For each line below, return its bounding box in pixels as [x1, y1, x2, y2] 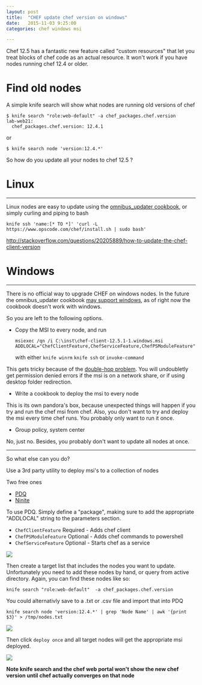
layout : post [6, 8, 39, 15]
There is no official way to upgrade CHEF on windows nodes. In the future [6, 290, 189, 297]
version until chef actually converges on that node [6, 672, 135, 679]
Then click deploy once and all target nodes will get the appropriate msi [6, 636, 183, 643]
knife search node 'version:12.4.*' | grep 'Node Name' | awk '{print [6, 609, 187, 615]
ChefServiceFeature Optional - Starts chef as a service [14, 539, 150, 546]
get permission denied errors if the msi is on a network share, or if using [6, 372, 185, 379]
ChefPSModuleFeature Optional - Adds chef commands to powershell [14, 533, 183, 540]
